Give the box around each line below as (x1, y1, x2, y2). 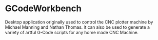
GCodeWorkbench (5, 3, 82, 14)
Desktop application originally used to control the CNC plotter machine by (5, 19, 154, 25)
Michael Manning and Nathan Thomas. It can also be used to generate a (5, 24, 150, 30)
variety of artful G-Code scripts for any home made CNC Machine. (5, 29, 139, 35)
